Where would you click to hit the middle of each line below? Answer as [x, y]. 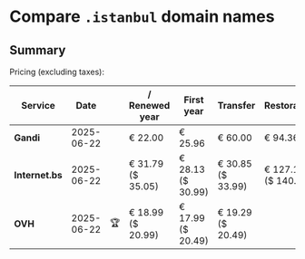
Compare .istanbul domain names [142, 17]
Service [39, 106]
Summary [38, 50]
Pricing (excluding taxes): [57, 72]
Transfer [236, 106]
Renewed [149, 106]
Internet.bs [39, 175]
